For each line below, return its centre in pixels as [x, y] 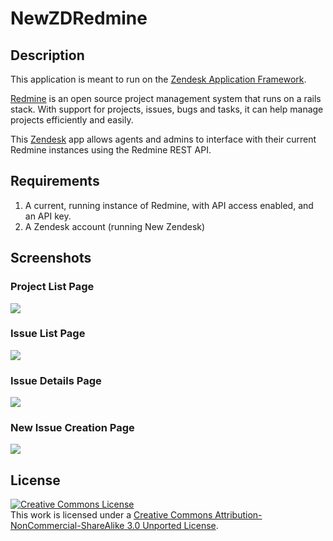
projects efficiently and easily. [72, 120]
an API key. [48, 216]
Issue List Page [48, 334]
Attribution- [238, 515]
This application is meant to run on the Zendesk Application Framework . [158, 79]
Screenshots [51, 258]
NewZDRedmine [79, 18]
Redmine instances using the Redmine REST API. [111, 150]
